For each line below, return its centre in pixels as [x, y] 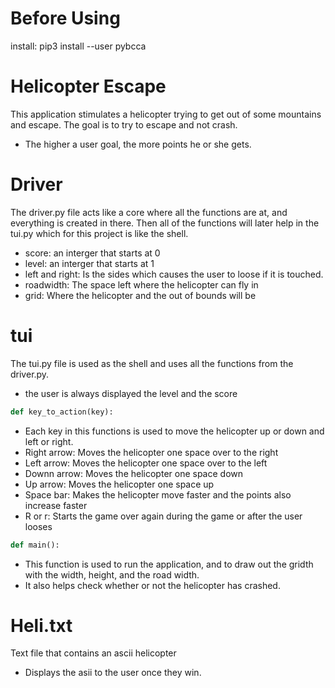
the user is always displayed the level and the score [131, 393]
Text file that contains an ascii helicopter [93, 653]
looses [38, 526]
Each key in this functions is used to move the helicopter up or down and [174, 431]
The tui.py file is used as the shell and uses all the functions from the [152, 363]
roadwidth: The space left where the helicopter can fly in [141, 284]
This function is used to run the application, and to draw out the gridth [169, 564]
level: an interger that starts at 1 [89, 263]
